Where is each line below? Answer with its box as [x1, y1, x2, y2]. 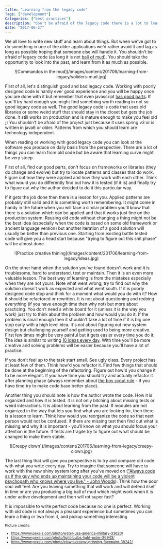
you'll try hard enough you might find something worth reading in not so [5, 99, 149, 105]
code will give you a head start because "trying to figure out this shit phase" [5, 236, 157, 241]
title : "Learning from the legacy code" [5, 7, 88, 12]
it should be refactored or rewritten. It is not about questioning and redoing [5, 296, 154, 302]
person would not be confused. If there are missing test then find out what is [5, 418, 158, 424]
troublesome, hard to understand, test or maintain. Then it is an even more [5, 270, 154, 276]
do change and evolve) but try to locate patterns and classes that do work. [5, 169, 154, 175]
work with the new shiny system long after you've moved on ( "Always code [5, 468, 155, 474]
